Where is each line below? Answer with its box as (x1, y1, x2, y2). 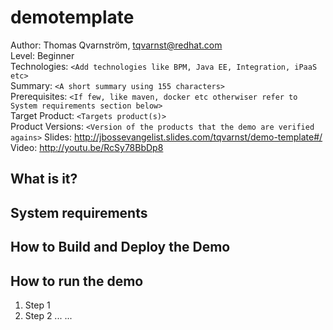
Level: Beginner (10, 49, 75, 61)
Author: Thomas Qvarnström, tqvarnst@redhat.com (10, 39, 223, 51)
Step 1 (24, 299, 51, 311)
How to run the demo (10, 272, 144, 290)
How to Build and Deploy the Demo (10, 239, 231, 256)
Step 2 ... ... (24, 309, 73, 321)
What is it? (10, 171, 78, 188)
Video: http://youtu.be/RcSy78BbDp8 (10, 141, 164, 153)
